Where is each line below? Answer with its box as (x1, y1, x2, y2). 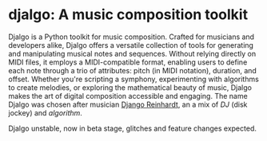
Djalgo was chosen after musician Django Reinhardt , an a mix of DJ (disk (8, 100, 248, 109)
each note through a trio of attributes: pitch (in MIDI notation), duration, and (8, 65, 257, 75)
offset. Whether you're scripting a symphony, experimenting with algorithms (8, 74, 260, 84)
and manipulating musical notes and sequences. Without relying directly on (8, 49, 257, 58)
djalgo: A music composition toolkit (8, 6, 249, 24)
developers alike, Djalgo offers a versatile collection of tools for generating (8, 40, 254, 49)
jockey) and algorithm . (8, 108, 82, 117)
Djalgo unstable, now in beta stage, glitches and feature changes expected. (8, 123, 257, 133)
